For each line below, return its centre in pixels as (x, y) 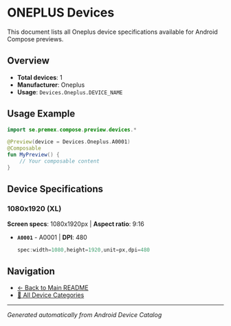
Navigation (31, 271)
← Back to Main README (53, 288)
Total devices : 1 (40, 77)
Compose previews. (35, 39)
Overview (29, 61)
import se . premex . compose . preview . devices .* (72, 130)
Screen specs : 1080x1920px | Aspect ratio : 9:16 (76, 224)
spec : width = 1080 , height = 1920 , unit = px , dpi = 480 (83, 249)
